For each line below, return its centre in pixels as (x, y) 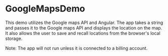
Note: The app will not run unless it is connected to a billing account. (76, 48)
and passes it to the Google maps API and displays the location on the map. (84, 27)
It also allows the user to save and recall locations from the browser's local (83, 33)
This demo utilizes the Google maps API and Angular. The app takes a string (84, 22)
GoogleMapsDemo (45, 9)
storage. (14, 38)
